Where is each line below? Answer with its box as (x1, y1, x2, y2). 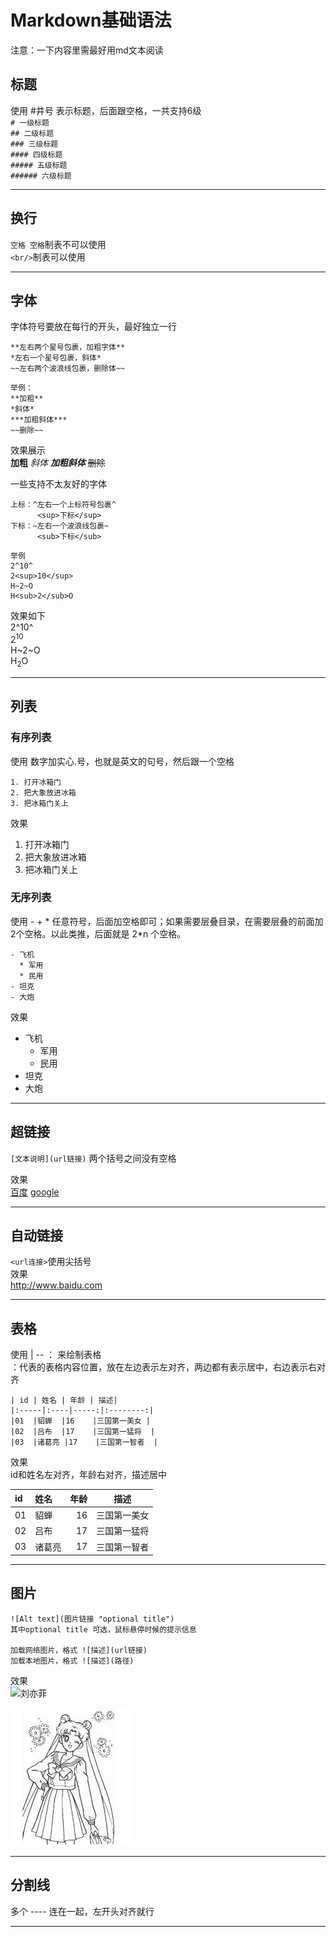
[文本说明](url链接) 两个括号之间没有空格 (10, 1152, 177, 1164)
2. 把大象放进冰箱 (10, 787, 77, 798)
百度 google (10, 1186, 60, 1198)
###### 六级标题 (10, 171, 72, 181)
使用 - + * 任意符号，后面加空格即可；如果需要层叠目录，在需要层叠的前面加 (10, 915, 324, 927)
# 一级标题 (10, 117, 50, 128)
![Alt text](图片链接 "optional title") (10, 1614, 175, 1624)
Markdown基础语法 (10, 9, 172, 32)
